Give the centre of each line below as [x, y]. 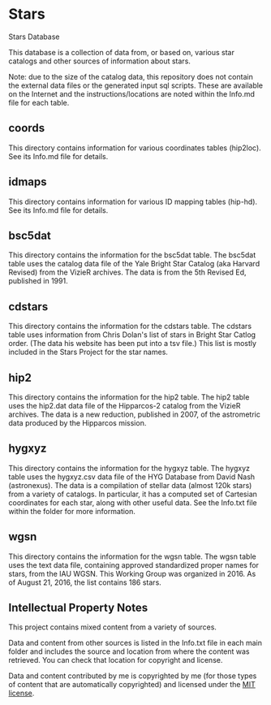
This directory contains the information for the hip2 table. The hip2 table [129, 397]
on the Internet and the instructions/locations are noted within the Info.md [132, 93]
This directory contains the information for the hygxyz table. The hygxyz [129, 468]
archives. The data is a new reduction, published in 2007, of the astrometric [135, 414]
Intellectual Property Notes [78, 608]
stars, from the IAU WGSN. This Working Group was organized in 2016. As [132, 573]
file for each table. [39, 102]
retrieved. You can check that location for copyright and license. [116, 660]
